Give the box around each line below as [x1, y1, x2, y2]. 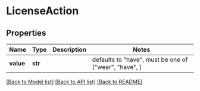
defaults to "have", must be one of [92, 55, 188, 64]
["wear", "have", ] [92, 63, 142, 71]
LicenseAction [6, 4, 79, 18]
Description [52, 46, 86, 54]
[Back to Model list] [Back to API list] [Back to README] [6, 79, 143, 85]
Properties [6, 28, 46, 38]
